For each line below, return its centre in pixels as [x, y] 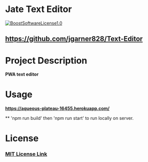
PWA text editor [22, 74]
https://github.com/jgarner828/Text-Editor [74, 39]
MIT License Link [26, 154]
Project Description [46, 60]
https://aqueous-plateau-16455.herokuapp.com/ [57, 108]
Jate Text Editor [38, 9]
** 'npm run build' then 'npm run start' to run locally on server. [69, 118]
